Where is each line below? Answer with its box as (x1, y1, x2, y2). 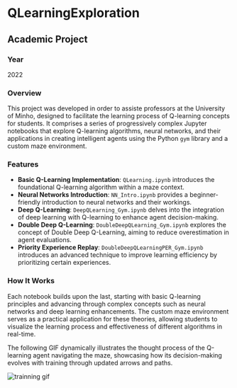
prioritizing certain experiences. (17, 258, 111, 267)
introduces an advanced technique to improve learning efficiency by (17, 251, 218, 259)
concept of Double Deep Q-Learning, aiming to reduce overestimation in (17, 228, 229, 236)
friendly (17, 198, 41, 207)
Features (7, 159, 39, 169)
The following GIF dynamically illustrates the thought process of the (7, 343, 206, 352)
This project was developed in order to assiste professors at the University (7, 104, 226, 113)
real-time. (7, 329, 36, 338)
